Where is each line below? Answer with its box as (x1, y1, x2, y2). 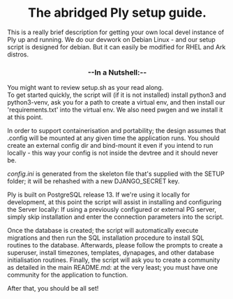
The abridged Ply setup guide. (27, 5, 207, 21)
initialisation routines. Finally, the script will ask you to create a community (7, 256, 220, 264)
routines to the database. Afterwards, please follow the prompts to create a (7, 241, 223, 250)
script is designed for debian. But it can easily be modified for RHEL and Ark (7, 43, 226, 51)
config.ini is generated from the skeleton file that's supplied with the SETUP (7, 169, 225, 178)
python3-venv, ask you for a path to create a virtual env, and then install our (7, 98, 225, 107)
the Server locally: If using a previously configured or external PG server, (7, 206, 216, 214)
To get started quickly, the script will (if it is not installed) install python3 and (7, 91, 227, 99)
